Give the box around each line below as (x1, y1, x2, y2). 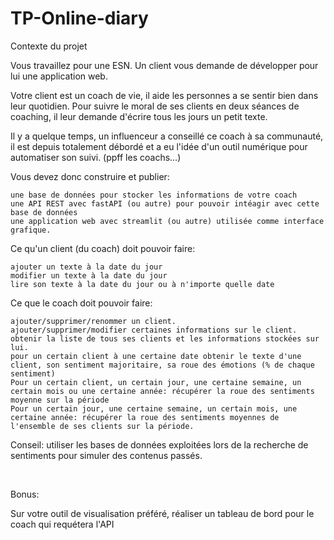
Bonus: (10, 488, 40, 500)
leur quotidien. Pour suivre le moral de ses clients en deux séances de (10, 100, 300, 112)
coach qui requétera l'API (10, 518, 115, 530)
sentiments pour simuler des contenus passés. (10, 449, 203, 461)
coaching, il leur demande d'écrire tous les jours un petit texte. (10, 110, 268, 122)
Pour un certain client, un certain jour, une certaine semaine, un (10, 377, 302, 387)
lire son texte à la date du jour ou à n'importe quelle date (10, 279, 275, 289)
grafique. (10, 225, 52, 235)
